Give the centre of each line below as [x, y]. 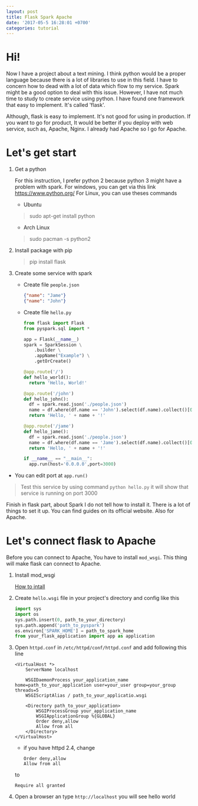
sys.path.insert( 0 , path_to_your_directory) [70, 620]
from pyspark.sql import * [57, 328]
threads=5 [27, 691]
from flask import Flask [54, 323]
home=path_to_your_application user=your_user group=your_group [95, 686]
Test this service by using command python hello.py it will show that [104, 487]
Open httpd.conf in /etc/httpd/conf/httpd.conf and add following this [100, 648]
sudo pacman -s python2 [60, 239]
